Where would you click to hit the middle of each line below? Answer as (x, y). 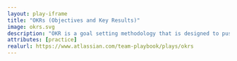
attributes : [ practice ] (42, 40)
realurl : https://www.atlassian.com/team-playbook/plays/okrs (101, 46)
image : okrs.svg (31, 27)
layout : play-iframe (38, 14)
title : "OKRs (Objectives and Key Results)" (74, 20)
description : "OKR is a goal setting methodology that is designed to (113, 33)
